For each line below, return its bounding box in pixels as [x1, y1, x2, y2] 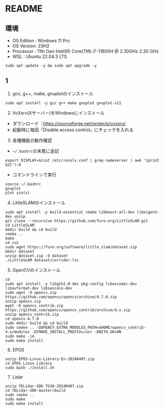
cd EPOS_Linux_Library [5, 361, 52, 366]
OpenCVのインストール [12, 267, 61, 273]
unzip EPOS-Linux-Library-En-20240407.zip [5, 356, 95, 362]
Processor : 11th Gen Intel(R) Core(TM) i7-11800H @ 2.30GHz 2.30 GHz [12, 48, 159, 54]
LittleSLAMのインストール [12, 200, 66, 205]
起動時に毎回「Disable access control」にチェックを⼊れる [12, 127, 134, 133]
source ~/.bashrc [5, 182, 41, 187]
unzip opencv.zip [5, 299, 41, 304]
